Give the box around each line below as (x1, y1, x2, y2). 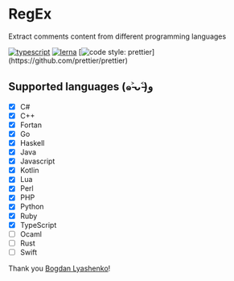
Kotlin (19, 166, 39, 176)
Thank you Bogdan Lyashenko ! (8, 263, 111, 273)
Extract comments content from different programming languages (8, 31, 227, 41)
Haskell (19, 138, 45, 147)
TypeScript (19, 220, 57, 229)
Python (19, 202, 44, 212)
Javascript (19, 156, 55, 166)
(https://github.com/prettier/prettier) (8, 56, 129, 65)
